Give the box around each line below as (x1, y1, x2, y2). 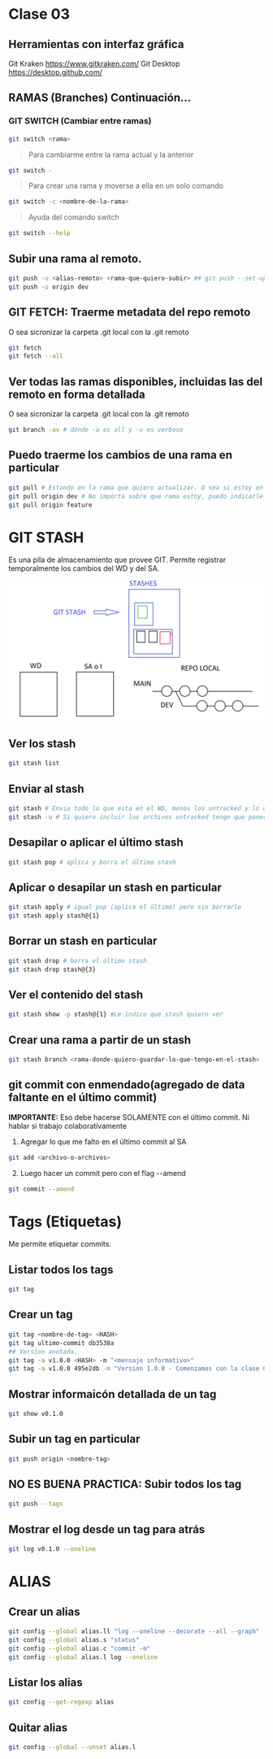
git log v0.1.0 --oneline (8, 1545, 96, 1553)
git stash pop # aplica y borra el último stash (8, 858, 176, 866)
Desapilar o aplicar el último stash (8, 835, 184, 850)
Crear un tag (8, 1308, 73, 1321)
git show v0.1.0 (8, 1410, 63, 1418)
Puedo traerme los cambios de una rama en (8, 448, 233, 462)
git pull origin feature (8, 501, 93, 509)
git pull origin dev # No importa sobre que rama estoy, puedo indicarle (8, 492, 264, 500)
